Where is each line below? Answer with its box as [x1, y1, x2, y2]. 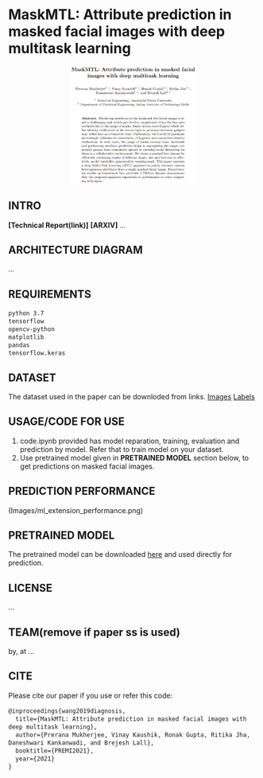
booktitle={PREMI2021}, [15, 746, 94, 755]
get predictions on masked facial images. [19, 461, 155, 471]
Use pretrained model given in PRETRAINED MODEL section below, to [19, 453, 249, 462]
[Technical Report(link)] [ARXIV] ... [8, 220, 126, 230]
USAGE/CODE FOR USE [8, 415, 126, 429]
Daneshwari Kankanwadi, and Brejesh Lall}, [8, 738, 155, 747]
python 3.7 [8, 309, 44, 317]
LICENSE [8, 581, 53, 594]
